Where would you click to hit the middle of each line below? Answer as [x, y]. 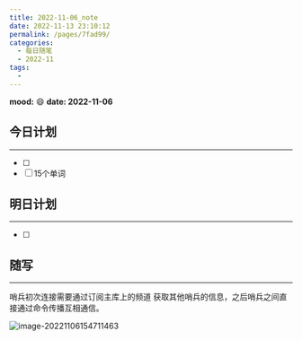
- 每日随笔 [35, 51]
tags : [19, 68]
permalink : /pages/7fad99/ [60, 34]
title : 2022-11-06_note [54, 17]
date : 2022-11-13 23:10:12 [60, 26]
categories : [31, 43]
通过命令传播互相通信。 [60, 308]
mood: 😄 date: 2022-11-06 [61, 101]
